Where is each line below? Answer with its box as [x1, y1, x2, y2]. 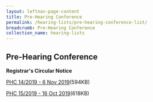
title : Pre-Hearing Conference [6, 14, 82, 20]
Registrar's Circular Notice [6, 67, 72, 74]
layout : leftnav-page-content [6, 8, 80, 15]
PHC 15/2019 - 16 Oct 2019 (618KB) [6, 90, 89, 97]
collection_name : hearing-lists [6, 30, 85, 36]
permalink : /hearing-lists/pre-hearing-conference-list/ [6, 19, 148, 25]
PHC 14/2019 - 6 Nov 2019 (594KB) [6, 78, 91, 85]
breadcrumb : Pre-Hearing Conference [6, 24, 95, 31]
